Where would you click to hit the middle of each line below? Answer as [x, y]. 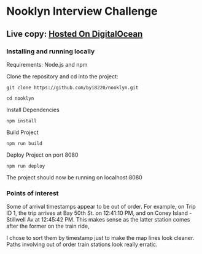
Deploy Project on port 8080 [42, 155]
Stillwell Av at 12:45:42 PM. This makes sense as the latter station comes [98, 220]
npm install [21, 121]
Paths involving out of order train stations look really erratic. [82, 245]
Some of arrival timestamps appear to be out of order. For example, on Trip [101, 207]
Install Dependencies [33, 110]
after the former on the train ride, [48, 226]
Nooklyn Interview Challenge [82, 11]
